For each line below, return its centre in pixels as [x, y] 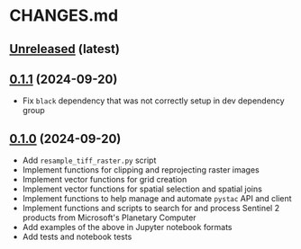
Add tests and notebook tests [77, 237]
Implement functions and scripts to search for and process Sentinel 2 [151, 209]
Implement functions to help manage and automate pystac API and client [157, 199]
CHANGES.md [64, 16]
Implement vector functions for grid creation [105, 180]
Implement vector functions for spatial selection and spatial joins [142, 189]
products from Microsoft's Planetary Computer [109, 218]
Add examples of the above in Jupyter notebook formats [127, 227]
